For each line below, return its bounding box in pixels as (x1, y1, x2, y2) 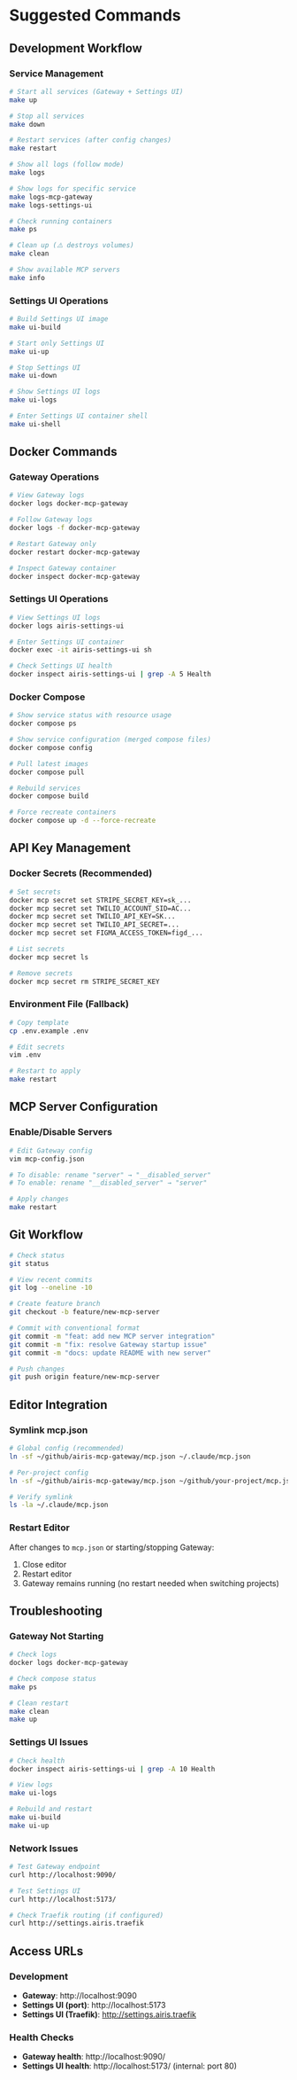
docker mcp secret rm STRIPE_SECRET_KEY (9, 977, 161, 986)
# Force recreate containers (9, 808, 117, 817)
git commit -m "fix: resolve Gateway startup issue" (9, 1340, 208, 1349)
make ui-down (9, 371, 57, 380)
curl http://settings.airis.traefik (9, 1919, 144, 1928)
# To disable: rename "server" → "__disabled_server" (9, 1170, 212, 1179)
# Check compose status (9, 1674, 97, 1683)
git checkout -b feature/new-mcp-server (9, 1308, 161, 1317)
